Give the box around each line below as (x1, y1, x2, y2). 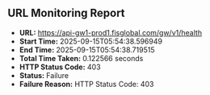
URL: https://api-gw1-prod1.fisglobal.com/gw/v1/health (19, 27, 203, 37)
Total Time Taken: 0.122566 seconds (19, 53, 144, 63)
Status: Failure (19, 70, 69, 80)
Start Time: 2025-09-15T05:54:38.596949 (19, 36, 163, 46)
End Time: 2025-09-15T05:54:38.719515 (19, 44, 155, 55)
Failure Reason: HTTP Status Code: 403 (19, 79, 154, 89)
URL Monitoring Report (7, 6, 126, 20)
